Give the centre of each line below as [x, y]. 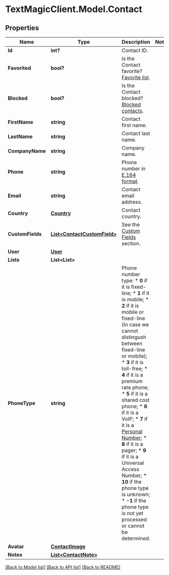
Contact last [136, 133]
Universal [133, 463]
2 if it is [130, 306]
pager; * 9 [134, 450]
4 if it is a [132, 375]
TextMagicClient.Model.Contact [74, 9]
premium [132, 381]
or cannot [133, 526]
